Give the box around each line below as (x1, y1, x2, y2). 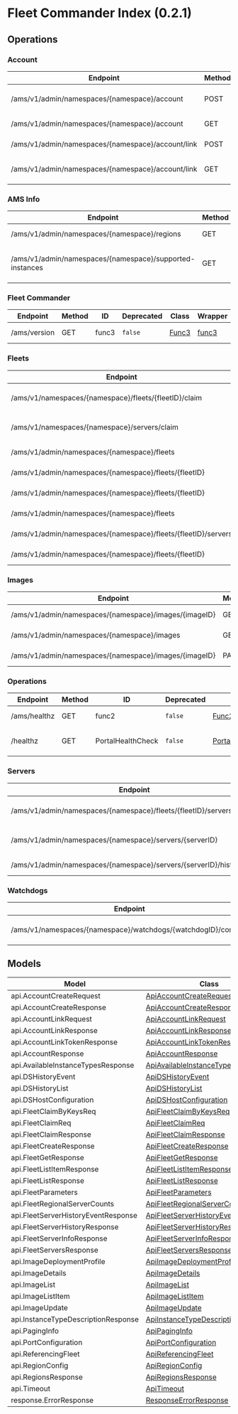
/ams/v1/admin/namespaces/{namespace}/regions (11, 229, 182, 239)
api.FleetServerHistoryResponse (11, 1221, 119, 1231)
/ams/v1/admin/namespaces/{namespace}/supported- (11, 254, 195, 264)
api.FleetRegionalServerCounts (11, 1199, 115, 1209)
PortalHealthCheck (95, 736, 159, 746)
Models (7, 958, 41, 970)
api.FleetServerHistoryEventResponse (11, 1210, 138, 1220)
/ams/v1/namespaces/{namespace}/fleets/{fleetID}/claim (11, 392, 203, 402)
